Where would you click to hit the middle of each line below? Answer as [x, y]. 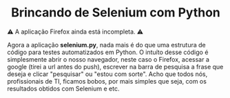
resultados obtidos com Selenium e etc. [63, 88]
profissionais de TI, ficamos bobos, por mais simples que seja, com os [107, 81]
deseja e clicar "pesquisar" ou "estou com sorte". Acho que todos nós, [107, 74]
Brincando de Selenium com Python [116, 13]
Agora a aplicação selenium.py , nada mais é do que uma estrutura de [107, 45]
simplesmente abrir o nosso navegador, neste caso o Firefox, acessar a [108, 59]
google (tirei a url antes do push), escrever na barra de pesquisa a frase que [115, 66]
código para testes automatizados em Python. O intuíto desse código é [108, 52]
